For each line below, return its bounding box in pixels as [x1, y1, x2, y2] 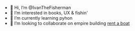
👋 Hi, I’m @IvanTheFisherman [10, 5, 71, 10]
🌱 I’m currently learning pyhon [10, 15, 73, 21]
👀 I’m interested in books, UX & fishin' [10, 10, 88, 16]
